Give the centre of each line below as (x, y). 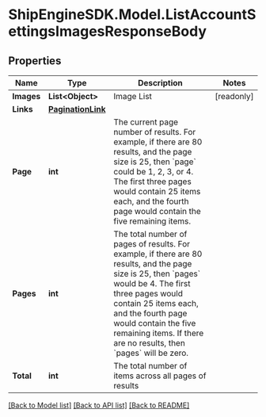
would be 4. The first (152, 283)
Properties (35, 61)
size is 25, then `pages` (157, 274)
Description (160, 83)
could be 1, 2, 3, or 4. (154, 172)
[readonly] (234, 96)
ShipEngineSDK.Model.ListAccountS (132, 15)
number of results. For (155, 132)
